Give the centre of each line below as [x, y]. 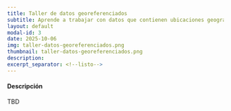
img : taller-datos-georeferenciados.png [66, 45]
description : [26, 58]
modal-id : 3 [24, 33]
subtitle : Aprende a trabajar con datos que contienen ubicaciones [106, 20]
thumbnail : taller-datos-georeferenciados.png [75, 52]
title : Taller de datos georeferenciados [67, 13]
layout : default [30, 26]
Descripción [25, 86]
